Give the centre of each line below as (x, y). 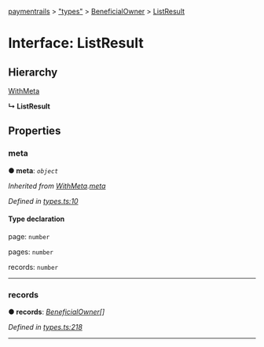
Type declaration (37, 219)
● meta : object (33, 170)
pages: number (31, 252)
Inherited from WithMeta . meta (57, 186)
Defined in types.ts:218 (45, 327)
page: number (29, 236)
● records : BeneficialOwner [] (57, 312)
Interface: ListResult (76, 43)
